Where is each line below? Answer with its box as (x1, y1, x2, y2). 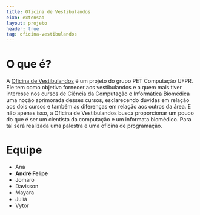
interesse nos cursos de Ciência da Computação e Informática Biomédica (6, 90, 190, 97)
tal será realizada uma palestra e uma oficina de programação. (6, 122, 162, 130)
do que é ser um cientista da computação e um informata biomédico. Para (6, 116, 192, 123)
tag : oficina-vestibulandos (6, 31, 78, 37)
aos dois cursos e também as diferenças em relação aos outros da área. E (6, 103, 192, 111)
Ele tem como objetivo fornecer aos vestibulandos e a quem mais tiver (6, 84, 182, 91)
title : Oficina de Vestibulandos (6, 8, 91, 15)
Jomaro (15, 176, 35, 183)
